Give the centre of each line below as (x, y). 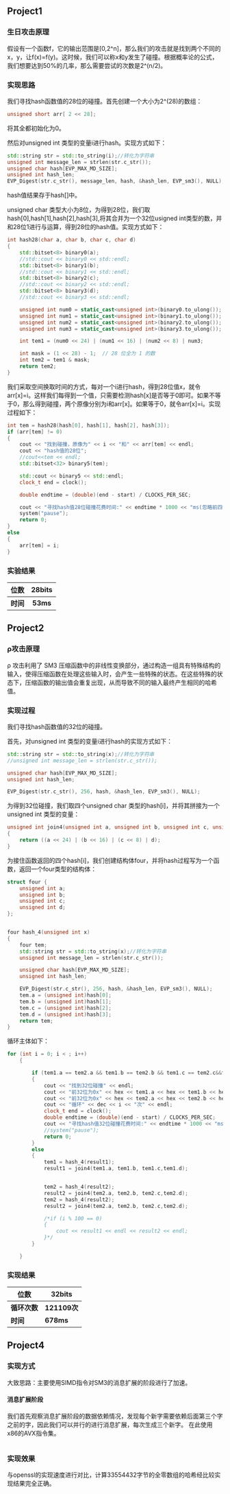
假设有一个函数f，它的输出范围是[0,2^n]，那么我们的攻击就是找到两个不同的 (114, 48)
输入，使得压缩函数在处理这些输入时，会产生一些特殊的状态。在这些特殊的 (112, 674)
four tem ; (34, 945)
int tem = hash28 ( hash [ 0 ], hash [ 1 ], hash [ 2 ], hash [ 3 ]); (88, 425)
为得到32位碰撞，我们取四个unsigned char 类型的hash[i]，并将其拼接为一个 (114, 806)
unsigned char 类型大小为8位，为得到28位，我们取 (79, 210)
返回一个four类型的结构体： (58, 869)
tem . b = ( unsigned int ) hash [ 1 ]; (65, 1001)
